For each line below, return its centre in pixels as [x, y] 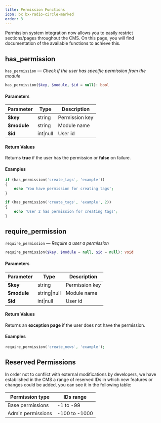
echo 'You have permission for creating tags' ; [64, 189]
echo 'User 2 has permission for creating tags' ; [66, 211]
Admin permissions [30, 413]
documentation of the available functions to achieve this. [63, 43]
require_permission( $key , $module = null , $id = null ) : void [69, 252]
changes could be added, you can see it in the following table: [68, 385]
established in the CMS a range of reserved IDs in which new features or [79, 379]
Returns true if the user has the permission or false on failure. [68, 158]
